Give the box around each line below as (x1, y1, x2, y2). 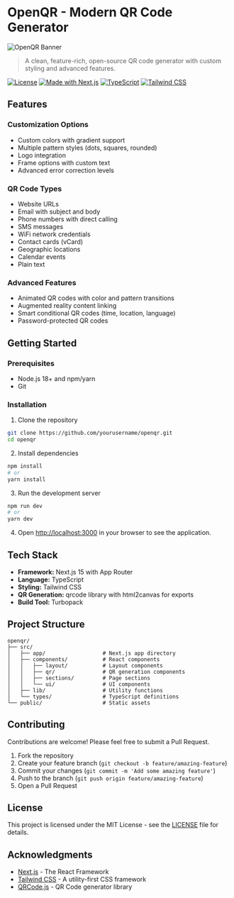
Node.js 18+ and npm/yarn (17, 374, 96, 383)
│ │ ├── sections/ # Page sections (7, 675, 151, 682)
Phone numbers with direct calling (17, 214, 118, 223)
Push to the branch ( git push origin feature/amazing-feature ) (17, 774, 204, 782)
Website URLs (17, 199, 59, 208)
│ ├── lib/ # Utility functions (7, 687, 163, 694)
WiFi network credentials (17, 230, 91, 238)
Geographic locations (17, 245, 81, 253)
